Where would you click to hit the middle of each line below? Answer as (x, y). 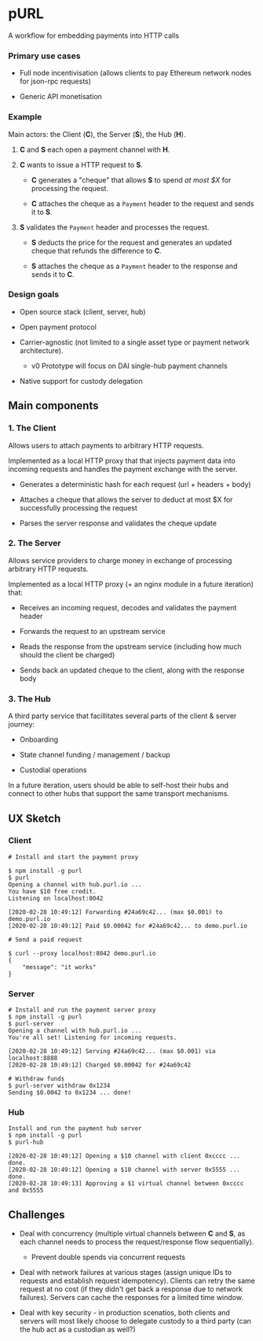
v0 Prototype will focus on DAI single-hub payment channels (129, 366)
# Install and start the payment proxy (73, 857)
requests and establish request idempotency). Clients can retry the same (137, 1281)
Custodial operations (53, 770)
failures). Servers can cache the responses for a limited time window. (131, 1298)
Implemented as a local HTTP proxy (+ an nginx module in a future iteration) (131, 584)
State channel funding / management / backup (95, 755)
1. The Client (32, 428)
